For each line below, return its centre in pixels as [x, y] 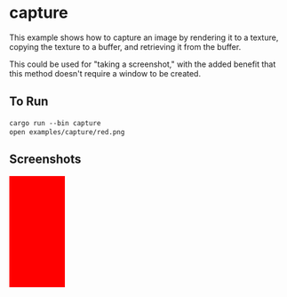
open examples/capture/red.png [67, 132]
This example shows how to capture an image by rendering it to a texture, [144, 37]
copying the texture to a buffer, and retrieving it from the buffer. [125, 46]
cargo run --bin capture [55, 123]
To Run [29, 102]
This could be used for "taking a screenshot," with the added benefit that [143, 64]
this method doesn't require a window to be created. [105, 73]
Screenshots [45, 160]
